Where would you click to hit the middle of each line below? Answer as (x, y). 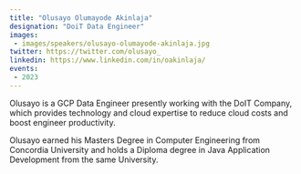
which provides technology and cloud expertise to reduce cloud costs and (149, 113)
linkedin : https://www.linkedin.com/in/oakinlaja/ (108, 60)
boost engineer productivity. (62, 122)
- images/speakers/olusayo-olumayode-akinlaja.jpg (111, 43)
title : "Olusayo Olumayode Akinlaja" (81, 18)
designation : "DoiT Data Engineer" (77, 26)
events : (24, 69)
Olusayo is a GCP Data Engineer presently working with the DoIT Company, (151, 103)
